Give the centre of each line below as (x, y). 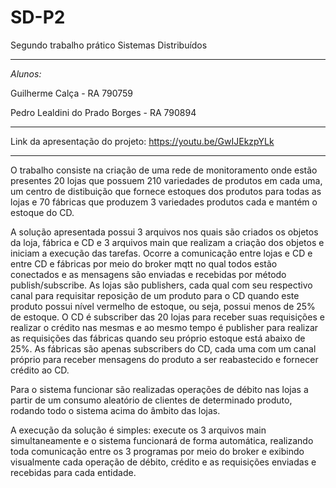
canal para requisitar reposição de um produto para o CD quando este (155, 295)
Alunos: (26, 73)
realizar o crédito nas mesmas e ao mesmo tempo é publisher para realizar (164, 327)
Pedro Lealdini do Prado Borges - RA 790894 (103, 112)
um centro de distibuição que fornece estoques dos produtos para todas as (166, 191)
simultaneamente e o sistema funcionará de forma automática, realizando (162, 440)
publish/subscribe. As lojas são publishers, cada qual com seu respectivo (161, 285)
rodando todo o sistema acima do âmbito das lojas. (115, 410)
